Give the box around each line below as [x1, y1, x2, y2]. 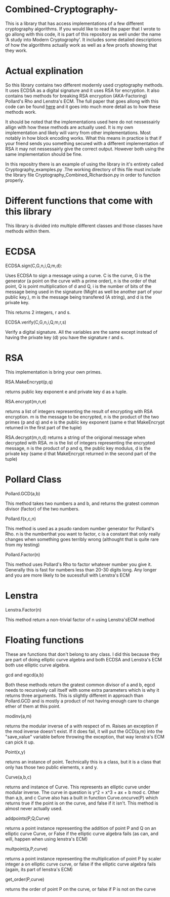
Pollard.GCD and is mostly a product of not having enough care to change [5, 697, 159, 704]
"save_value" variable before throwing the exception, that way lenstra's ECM [5, 733, 164, 740]
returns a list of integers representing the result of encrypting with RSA [5, 408, 153, 414]
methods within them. [5, 228, 51, 234]
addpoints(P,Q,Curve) [5, 815, 50, 821]
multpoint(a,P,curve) [5, 846, 48, 852]
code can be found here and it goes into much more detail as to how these [5, 103, 161, 110]
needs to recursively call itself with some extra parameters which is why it [5, 687, 159, 693]
